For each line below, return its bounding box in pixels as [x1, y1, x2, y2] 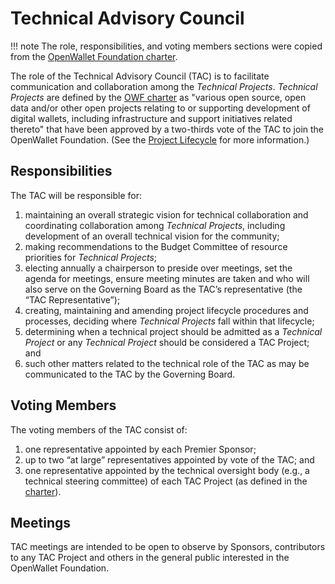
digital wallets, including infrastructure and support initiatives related [10, 112, 293, 124]
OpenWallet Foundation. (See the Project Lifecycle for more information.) [10, 133, 310, 146]
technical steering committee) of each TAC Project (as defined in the [24, 475, 308, 487]
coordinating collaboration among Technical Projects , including [24, 219, 286, 231]
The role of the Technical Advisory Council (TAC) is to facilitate [10, 70, 270, 82]
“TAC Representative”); [24, 293, 121, 306]
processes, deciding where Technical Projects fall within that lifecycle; [24, 315, 315, 327]
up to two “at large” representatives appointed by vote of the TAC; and [24, 453, 315, 466]
